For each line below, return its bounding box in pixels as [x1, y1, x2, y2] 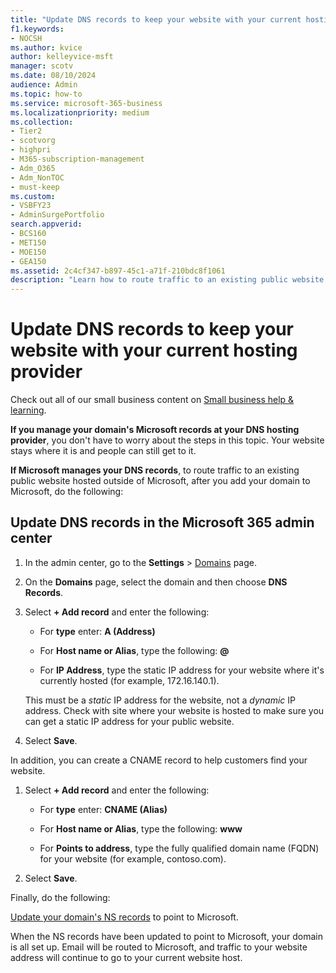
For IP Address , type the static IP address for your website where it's [39, 664, 325, 676]
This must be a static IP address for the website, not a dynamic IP [24, 694, 296, 706]
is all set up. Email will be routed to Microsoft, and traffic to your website [10, 941, 308, 953]
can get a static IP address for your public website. [24, 715, 235, 727]
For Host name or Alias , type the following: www [39, 822, 243, 835]
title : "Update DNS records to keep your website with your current [10, 14, 302, 25]
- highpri [10, 145, 52, 155]
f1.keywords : [10, 24, 65, 34]
